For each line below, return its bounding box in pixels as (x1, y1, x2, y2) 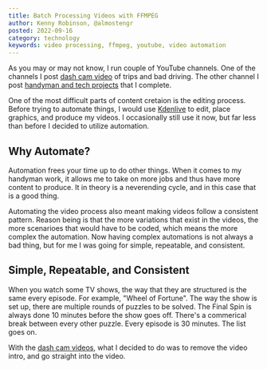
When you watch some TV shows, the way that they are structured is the (8, 284, 247, 294)
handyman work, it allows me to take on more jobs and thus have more (8, 173, 241, 184)
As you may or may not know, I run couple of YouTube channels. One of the (8, 63, 257, 73)
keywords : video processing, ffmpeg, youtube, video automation (8, 42, 226, 50)
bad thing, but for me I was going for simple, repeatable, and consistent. (8, 240, 245, 250)
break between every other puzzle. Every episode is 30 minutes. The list (8, 319, 246, 328)
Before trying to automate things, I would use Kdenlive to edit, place (8, 105, 231, 114)
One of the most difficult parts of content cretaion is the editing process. (8, 96, 246, 105)
